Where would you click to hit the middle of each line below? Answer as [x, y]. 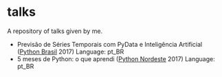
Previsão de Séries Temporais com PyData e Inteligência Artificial [110, 44]
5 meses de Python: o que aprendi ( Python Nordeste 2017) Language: [116, 58]
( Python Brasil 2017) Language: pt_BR [70, 52]
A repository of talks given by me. [55, 31]
